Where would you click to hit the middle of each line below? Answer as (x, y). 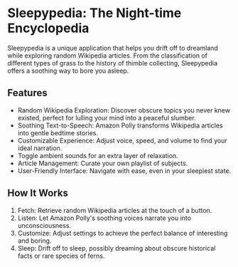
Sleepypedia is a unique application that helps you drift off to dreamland (113, 48)
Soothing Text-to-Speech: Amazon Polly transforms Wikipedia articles (120, 125)
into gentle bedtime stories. (58, 132)
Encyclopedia (48, 28)
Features (27, 93)
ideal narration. (40, 148)
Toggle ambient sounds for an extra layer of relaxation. (98, 155)
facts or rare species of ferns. (61, 256)
